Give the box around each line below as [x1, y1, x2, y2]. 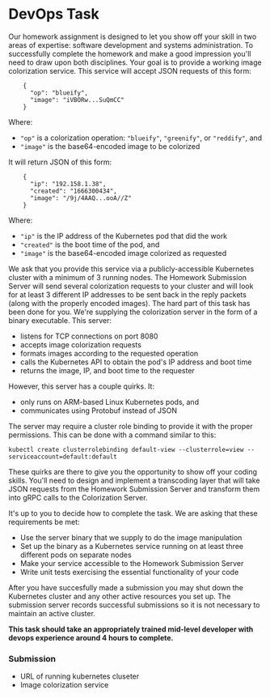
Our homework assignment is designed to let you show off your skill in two [8, 32, 257, 41]
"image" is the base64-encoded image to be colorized [19, 141, 200, 151]
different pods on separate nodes [19, 550, 132, 560]
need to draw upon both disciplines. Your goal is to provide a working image [8, 57, 262, 67]
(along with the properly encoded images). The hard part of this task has [8, 298, 251, 308]
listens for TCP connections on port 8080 [19, 331, 158, 341]
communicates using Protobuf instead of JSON [19, 406, 178, 415]
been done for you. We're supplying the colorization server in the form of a [8, 307, 258, 317]
